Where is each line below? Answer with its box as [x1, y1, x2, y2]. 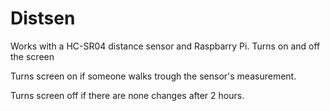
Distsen [10, 7, 76, 30]
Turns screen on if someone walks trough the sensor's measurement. [10, 70, 297, 82]
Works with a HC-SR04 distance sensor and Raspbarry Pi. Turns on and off [10, 40, 321, 52]
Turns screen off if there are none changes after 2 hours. [10, 89, 245, 101]
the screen [10, 50, 55, 62]
